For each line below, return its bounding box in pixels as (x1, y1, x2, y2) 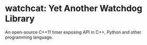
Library (5, 13, 35, 24)
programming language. (5, 34, 53, 40)
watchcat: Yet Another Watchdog (5, 3, 143, 14)
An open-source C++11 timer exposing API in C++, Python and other (5, 29, 142, 35)
